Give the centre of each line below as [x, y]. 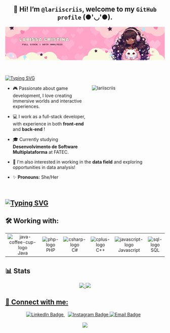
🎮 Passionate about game [40, 88]
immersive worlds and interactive [47, 101]
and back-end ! [29, 129]
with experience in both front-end [48, 124]
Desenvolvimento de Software [45, 146]
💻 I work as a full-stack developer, [49, 116]
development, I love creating [42, 95]
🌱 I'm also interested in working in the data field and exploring [77, 162]
